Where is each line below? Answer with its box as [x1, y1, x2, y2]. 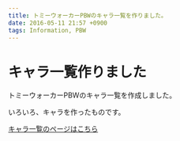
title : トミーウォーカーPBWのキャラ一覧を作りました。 [8, 11, 167, 20]
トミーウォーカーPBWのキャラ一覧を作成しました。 [8, 90, 176, 100]
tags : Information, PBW [8, 26, 87, 34]
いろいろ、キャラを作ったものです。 [8, 108, 126, 117]
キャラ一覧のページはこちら [8, 124, 99, 134]
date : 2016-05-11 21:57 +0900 [8, 19, 108, 27]
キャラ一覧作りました [8, 63, 148, 81]
